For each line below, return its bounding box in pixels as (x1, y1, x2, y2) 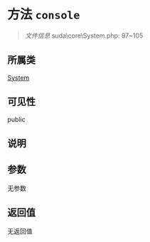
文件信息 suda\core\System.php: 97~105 (24, 31, 144, 40)
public (7, 115, 26, 123)
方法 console (7, 6, 80, 23)
